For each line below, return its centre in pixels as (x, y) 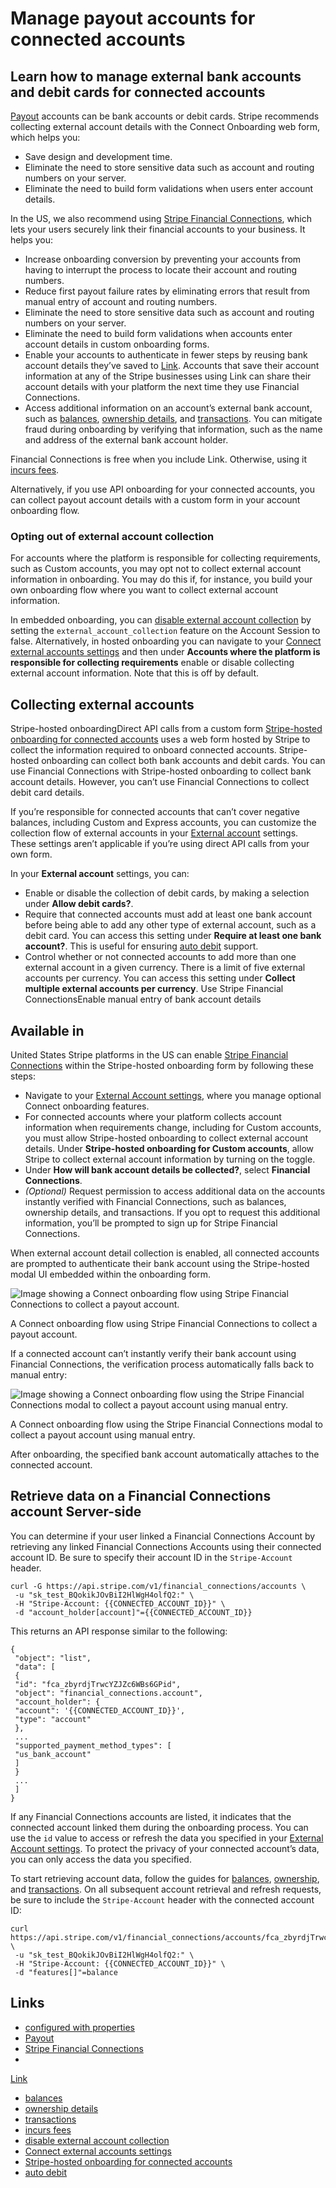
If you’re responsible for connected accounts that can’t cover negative (155, 812)
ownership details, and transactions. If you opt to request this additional (172, 1212)
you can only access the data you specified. (101, 1859)
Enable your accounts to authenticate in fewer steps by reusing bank (166, 355)
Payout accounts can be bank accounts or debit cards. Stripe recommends (165, 116)
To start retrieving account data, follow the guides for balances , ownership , (165, 1878)
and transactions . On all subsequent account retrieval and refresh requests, (166, 1889)
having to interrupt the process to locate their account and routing (161, 270)
